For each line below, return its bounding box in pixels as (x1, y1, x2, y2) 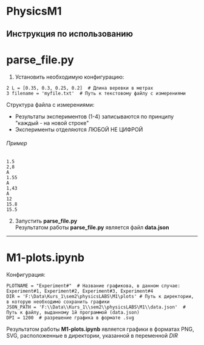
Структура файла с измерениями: (6, 101, 95, 108)
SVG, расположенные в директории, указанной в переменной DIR (6, 332, 178, 339)
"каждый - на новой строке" (15, 119, 89, 126)
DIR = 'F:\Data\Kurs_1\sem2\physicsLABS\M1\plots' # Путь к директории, (6, 293, 194, 299)
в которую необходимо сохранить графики (6, 299, 110, 305)
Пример (6, 140, 27, 147)
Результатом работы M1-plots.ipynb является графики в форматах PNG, (6, 325, 194, 333)
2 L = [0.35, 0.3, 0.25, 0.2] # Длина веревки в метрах (6, 85, 154, 91)
